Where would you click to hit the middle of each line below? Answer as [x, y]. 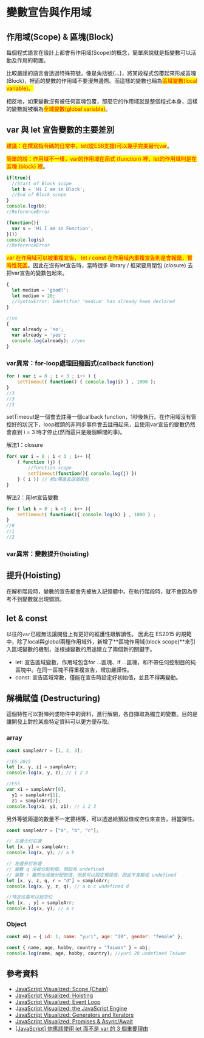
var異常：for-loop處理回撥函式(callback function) [80, 363]
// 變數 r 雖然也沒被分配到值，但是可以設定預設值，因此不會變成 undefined [91, 875]
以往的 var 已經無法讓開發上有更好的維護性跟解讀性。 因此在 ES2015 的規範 [99, 634]
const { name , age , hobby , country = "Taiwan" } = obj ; [78, 948]
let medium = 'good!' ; [40, 290]
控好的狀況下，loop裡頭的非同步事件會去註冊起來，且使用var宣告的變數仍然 [101, 424]
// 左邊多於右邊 [24, 864]
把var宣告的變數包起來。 [37, 273]
